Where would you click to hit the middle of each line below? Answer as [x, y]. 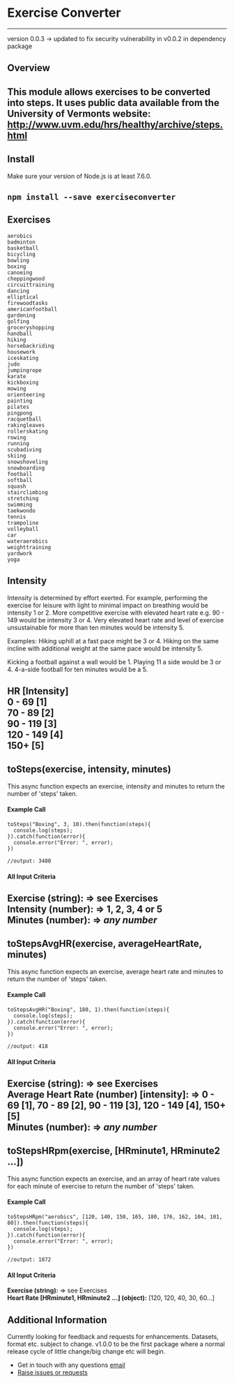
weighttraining [29, 547]
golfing [18, 321]
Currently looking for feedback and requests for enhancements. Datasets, [113, 1336]
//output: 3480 [29, 861]
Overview [29, 68]
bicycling [22, 254]
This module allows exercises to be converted [109, 92]
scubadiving [24, 449]
